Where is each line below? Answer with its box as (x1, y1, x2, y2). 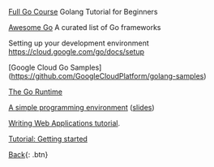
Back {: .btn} (8, 150, 49, 159)
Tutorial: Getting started (8, 134, 88, 143)
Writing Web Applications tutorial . (8, 118, 120, 128)
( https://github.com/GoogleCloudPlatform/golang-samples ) (8, 71, 207, 80)
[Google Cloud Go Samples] (8, 62, 102, 72)
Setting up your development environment (8, 38, 150, 48)
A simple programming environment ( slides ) (8, 103, 156, 112)
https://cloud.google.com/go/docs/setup (8, 47, 144, 56)
